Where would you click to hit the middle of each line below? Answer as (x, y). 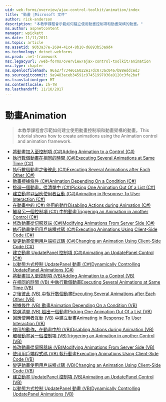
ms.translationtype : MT (30, 80)
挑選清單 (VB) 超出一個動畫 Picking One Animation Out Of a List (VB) (82, 312)
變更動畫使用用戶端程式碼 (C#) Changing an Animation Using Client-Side (86, 241)
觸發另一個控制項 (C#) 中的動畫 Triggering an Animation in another (80, 212)
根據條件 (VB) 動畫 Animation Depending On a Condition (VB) (75, 305)
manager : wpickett (24, 33)
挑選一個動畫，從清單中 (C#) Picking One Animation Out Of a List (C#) (84, 187)
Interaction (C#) (29, 199)
